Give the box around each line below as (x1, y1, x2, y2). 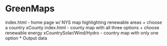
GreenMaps (5, 3, 55, 14)
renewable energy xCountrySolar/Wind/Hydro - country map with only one (5, 30, 159, 36)
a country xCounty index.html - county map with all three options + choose (5, 24, 160, 30)
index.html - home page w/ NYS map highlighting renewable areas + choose (5, 19, 162, 25)
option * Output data (5, 35, 47, 41)
